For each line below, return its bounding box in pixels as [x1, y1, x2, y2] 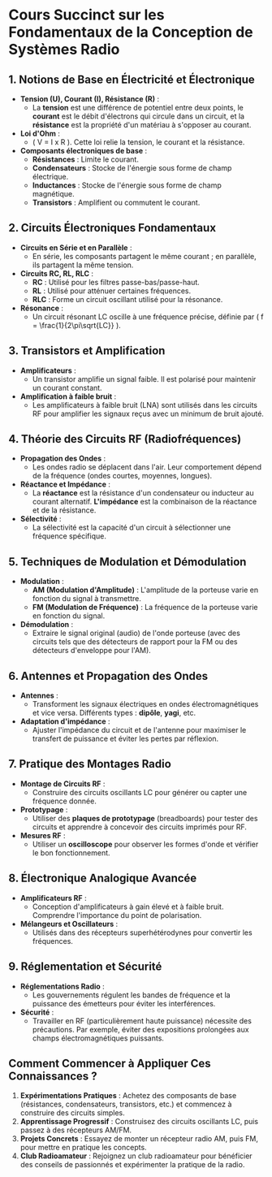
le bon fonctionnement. [32, 847, 111, 858]
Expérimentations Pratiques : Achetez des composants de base [19, 1091, 237, 1101]
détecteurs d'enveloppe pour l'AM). [32, 646, 152, 656]
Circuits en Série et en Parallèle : [19, 242, 132, 253]
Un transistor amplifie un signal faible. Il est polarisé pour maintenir [32, 374, 257, 383]
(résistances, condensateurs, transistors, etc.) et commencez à [19, 1099, 232, 1110]
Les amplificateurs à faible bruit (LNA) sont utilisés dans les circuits [32, 400, 258, 409]
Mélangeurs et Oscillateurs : [19, 919, 119, 928]
